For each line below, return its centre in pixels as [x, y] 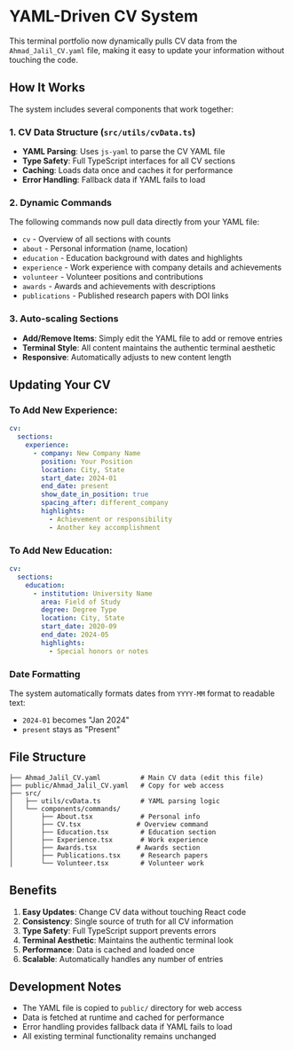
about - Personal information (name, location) [105, 249]
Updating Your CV [60, 385]
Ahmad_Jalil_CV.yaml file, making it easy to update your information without [147, 50]
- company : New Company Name [87, 453]
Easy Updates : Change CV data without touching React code [134, 912]
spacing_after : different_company [105, 503]
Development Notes [65, 987]
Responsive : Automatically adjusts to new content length [127, 357]
